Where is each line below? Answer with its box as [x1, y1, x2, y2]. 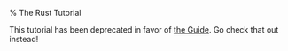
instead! [9, 34, 39, 44]
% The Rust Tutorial [9, 8, 82, 18]
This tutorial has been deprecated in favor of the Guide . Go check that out [9, 25, 279, 34]
